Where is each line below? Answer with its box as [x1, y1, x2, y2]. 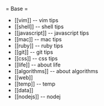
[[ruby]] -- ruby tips [14, 42, 64, 49]
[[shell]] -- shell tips [14, 23, 64, 30]
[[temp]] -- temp [14, 80, 55, 87]
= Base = [5, 5, 28, 12]
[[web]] [14, 74, 34, 81]
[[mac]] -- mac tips [14, 36, 62, 43]
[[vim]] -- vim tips [14, 17, 58, 23]
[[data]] [14, 87, 34, 93]
